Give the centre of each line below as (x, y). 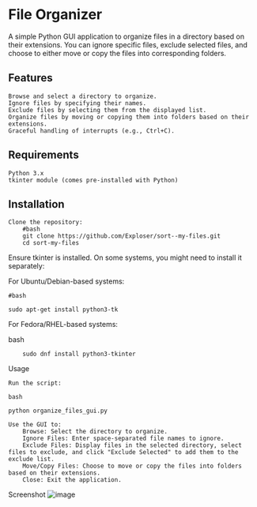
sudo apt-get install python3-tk (63, 310)
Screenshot (27, 494)
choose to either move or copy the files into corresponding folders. (117, 53)
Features (30, 78)
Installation (36, 204)
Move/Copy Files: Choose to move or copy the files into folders (132, 466)
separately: (26, 266)
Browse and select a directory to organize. (83, 96)
